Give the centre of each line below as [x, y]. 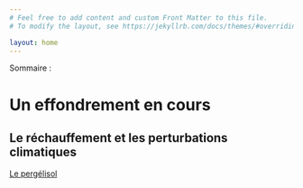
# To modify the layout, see [64, 26]
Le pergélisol [33, 174]
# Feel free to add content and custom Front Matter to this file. [139, 18]
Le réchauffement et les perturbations [119, 138]
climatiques [43, 151]
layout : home [34, 42]
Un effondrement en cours [110, 104]
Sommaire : [31, 68]
